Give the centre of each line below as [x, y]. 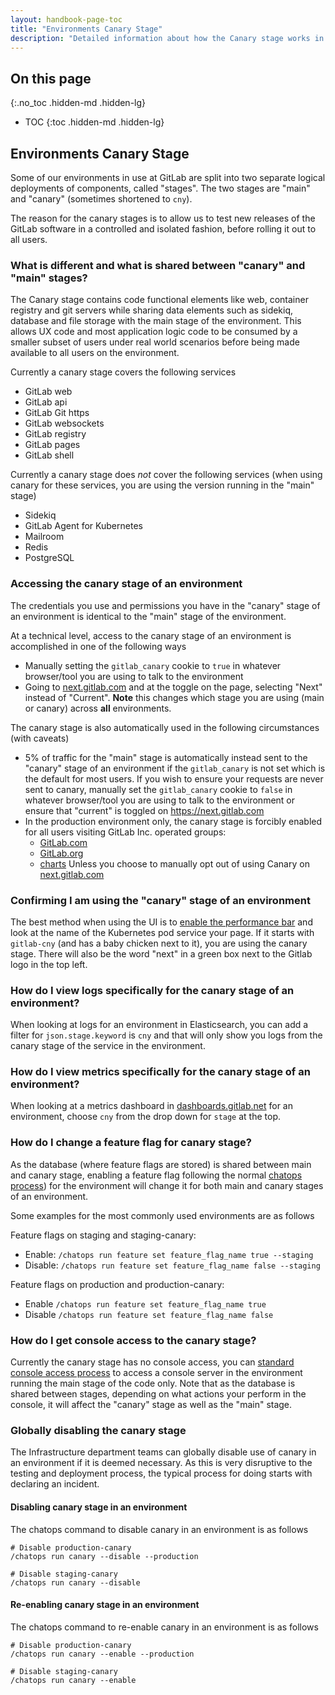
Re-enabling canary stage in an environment [105, 1605]
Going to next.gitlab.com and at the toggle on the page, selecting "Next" [173, 687]
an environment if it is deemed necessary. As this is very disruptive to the [161, 1463]
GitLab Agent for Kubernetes [83, 526]
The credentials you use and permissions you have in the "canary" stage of [165, 605]
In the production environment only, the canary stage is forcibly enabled [173, 821]
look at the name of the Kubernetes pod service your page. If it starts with [162, 932]
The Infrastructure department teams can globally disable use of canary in [163, 1452]
